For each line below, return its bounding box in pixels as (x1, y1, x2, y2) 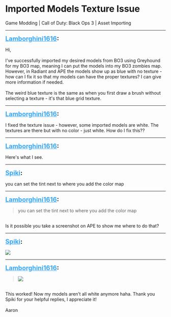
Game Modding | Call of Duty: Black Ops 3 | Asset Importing (5, 20, 131, 26)
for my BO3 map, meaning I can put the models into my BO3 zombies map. (5, 63, 162, 69)
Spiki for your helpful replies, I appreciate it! (5, 296, 97, 302)
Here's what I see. (5, 154, 43, 160)
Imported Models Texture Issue (5, 3, 140, 15)
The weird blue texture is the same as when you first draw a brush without (5, 90, 161, 96)
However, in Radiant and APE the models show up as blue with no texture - (5, 68, 162, 74)
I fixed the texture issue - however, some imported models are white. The (5, 122, 159, 128)
